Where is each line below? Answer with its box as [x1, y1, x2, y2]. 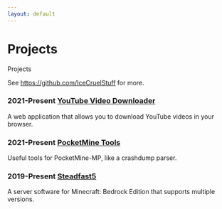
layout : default [7, 10, 55, 18]
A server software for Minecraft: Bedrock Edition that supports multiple [7, 188, 216, 196]
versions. [7, 195, 34, 203]
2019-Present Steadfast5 [7, 171, 97, 181]
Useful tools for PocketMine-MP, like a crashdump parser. [7, 154, 177, 162]
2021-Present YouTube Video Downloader [7, 96, 156, 106]
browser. [7, 119, 33, 128]
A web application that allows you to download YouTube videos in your [7, 112, 215, 121]
